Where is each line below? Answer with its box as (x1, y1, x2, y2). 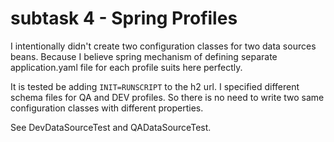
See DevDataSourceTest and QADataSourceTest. (10, 121, 212, 133)
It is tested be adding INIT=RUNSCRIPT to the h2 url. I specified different (10, 80, 300, 92)
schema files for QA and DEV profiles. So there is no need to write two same (10, 91, 325, 103)
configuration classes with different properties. (10, 102, 204, 114)
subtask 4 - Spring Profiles (10, 7, 238, 30)
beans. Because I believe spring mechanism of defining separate (10, 50, 278, 62)
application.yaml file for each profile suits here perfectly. (10, 61, 243, 73)
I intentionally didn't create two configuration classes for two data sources (10, 40, 317, 52)
